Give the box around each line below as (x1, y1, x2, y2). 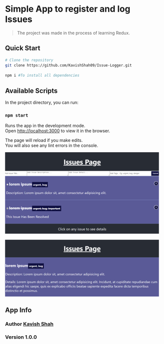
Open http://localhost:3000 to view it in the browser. (5, 128, 110, 134)
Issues (5, 14, 33, 25)
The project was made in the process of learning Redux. (17, 30, 130, 36)
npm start (5, 112, 28, 118)
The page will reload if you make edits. (5, 138, 83, 143)
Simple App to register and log (5, 3, 131, 15)
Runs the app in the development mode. (5, 123, 85, 129)
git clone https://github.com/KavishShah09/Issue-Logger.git (5, 62, 132, 68)
